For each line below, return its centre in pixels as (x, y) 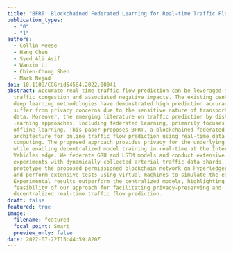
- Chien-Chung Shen (42, 71)
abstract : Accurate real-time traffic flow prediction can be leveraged (114, 91)
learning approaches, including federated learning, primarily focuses (119, 123)
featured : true (29, 207)
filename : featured (42, 220)
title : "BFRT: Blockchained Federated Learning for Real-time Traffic (111, 14)
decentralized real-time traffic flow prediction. (88, 194)
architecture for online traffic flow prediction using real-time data (119, 136)
